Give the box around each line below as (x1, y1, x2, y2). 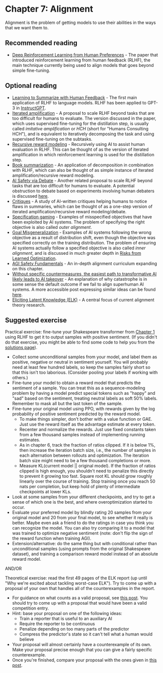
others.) (12, 375, 28, 381)
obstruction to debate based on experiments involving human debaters (12, 188, 155, 194)
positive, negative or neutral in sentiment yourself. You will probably (12, 359, 148, 365)
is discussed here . (12, 193, 49, 199)
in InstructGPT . (16, 105, 46, 111)
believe (19, 636, 34, 642)
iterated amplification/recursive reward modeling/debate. (12, 208, 127, 214)
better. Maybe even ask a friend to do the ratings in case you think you (12, 520, 154, 526)
